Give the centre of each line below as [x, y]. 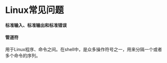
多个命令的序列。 [23, 56]
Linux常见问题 [35, 10]
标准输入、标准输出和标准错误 [36, 25]
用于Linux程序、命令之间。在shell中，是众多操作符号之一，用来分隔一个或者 [84, 49]
